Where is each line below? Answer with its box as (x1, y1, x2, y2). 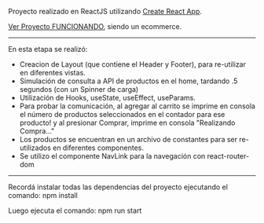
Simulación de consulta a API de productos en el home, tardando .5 (19, 76, 238, 86)
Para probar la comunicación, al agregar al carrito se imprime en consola (19, 101, 255, 111)
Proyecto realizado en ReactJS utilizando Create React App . (8, 7, 203, 16)
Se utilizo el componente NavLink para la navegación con (19, 152, 206, 160)
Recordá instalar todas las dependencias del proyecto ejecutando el (8, 182, 228, 192)
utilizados (19, 143, 51, 152)
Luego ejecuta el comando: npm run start (8, 206, 142, 215)
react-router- (207, 152, 250, 160)
